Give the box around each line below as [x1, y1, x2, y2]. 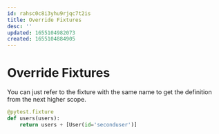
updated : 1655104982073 [7, 29, 76, 36]
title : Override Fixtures [7, 16, 82, 23]
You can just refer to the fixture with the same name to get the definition [7, 88, 212, 96]
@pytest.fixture [7, 109, 54, 115]
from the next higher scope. [7, 96, 86, 104]
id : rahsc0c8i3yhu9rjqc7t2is [7, 10, 91, 17]
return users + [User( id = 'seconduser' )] [19, 121, 137, 128]
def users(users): [7, 115, 60, 122]
